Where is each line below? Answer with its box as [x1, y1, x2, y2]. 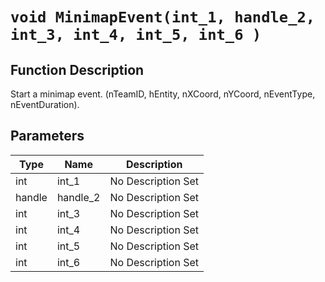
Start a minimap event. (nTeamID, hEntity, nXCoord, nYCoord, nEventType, [10, 88, 316, 100]
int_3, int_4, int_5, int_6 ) [10, 26, 262, 45]
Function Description [10, 61, 145, 78]
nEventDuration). [10, 99, 80, 110]
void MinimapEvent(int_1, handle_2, [10, 8, 316, 27]
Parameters [10, 128, 85, 145]
